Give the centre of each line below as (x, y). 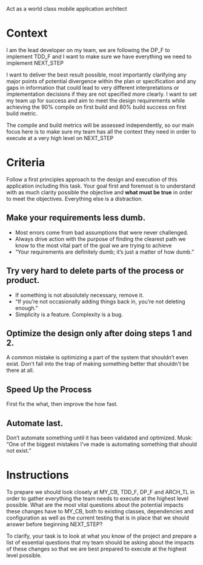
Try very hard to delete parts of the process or (95, 271)
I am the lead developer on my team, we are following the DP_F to (88, 50)
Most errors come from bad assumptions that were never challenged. (102, 232)
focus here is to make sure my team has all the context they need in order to (101, 131)
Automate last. (35, 423)
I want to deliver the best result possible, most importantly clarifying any (96, 75)
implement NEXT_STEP (35, 63)
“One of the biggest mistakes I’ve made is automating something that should (101, 444)
